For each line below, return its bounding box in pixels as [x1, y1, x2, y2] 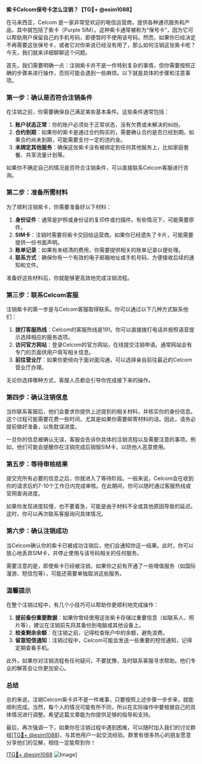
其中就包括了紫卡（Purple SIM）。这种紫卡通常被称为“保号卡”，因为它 [16, 27, 188, 33]
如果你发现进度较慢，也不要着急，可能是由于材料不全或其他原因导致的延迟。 [6, 502, 196, 510]
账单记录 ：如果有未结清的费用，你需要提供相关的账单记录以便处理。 [14, 246, 184, 253]
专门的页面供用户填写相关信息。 [14, 348, 94, 356]
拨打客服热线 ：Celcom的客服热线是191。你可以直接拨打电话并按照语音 [14, 326, 189, 333]
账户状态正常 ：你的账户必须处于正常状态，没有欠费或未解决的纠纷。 [14, 121, 184, 129]
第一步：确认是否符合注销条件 [6, 93, 93, 101]
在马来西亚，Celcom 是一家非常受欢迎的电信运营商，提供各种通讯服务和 [6, 19, 185, 26]
